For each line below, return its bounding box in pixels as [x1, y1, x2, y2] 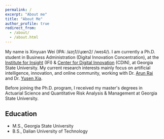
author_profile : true [5, 21, 50, 26]
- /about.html [9, 35, 38, 40]
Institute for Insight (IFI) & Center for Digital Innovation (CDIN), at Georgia [5, 59, 154, 65]
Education [5, 110, 37, 118]
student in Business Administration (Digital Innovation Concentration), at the [5, 54, 159, 60]
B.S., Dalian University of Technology [12, 128, 88, 134]
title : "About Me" [5, 16, 43, 21]
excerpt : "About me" [5, 12, 48, 17]
